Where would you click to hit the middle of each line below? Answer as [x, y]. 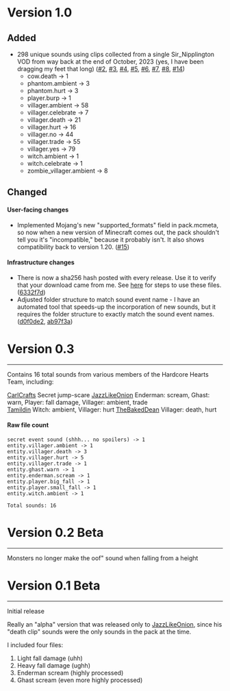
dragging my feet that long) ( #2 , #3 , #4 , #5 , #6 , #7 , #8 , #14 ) [101, 69]
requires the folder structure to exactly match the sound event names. [115, 314]
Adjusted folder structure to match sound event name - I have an [108, 299]
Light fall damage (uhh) [50, 658]
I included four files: [35, 644]
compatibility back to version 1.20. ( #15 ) [73, 247]
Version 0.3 [41, 349]
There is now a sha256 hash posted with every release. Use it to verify [116, 277]
